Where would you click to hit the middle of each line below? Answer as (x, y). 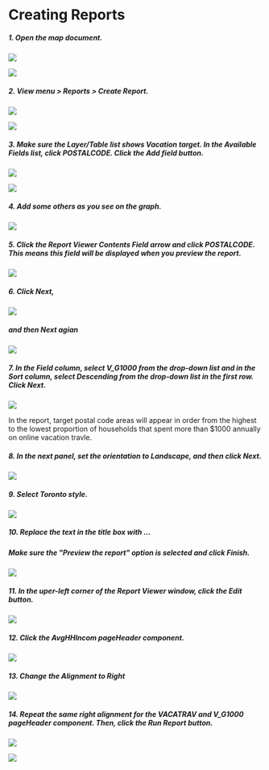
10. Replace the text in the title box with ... (80, 532)
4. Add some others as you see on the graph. (85, 206)
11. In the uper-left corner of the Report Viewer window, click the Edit (125, 590)
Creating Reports (67, 15)
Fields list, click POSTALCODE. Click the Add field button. (106, 153)
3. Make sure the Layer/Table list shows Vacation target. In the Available (132, 144)
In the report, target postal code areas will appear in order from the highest (132, 420)
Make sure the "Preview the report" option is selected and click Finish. (129, 553)
